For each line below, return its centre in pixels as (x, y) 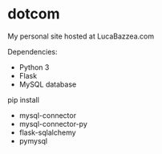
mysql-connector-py (53, 124)
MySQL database (48, 84)
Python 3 (34, 67)
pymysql (33, 140)
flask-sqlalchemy (48, 132)
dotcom (34, 14)
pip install (23, 99)
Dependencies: (32, 51)
